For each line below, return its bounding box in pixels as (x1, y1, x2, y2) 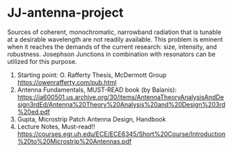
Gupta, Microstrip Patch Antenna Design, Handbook (17, 115, 166, 123)
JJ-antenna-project (7, 5, 124, 21)
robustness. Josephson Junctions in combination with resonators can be (7, 50, 216, 58)
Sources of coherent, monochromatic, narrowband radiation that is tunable (7, 28, 221, 36)
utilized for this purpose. (7, 57, 78, 65)
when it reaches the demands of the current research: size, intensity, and (7, 42, 217, 51)
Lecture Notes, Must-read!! (17, 122, 95, 130)
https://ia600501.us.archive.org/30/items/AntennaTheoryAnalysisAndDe (17, 92, 225, 101)
